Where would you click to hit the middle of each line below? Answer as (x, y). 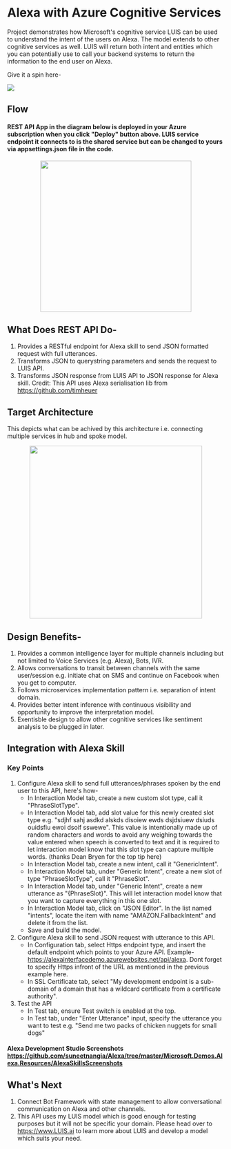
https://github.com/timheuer (57, 390)
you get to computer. (47, 683)
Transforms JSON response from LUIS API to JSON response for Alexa (118, 376)
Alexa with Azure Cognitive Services (114, 13)
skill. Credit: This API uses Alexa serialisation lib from (92, 383)
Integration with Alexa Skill (66, 749)
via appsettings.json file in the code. (60, 149)
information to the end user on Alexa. (60, 61)
